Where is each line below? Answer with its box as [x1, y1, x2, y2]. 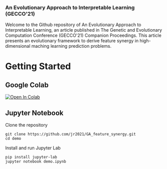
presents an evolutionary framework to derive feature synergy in [5, 38, 139, 44]
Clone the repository [5, 122, 48, 128]
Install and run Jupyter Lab [5, 145, 61, 151]
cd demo [5, 136, 22, 141]
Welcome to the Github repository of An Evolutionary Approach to [5, 22, 142, 28]
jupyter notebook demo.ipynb [5, 159, 66, 164]
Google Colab [5, 80, 49, 89]
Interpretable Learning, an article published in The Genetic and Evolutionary [5, 27, 162, 33]
